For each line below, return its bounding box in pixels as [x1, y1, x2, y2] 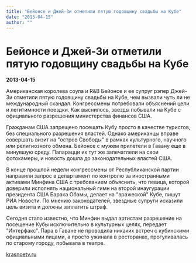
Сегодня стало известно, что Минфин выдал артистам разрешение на [6, 214, 183, 222]
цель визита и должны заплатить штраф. [6, 203, 108, 210]
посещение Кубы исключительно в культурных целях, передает [6, 221, 167, 228]
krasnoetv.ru [6, 251, 37, 258]
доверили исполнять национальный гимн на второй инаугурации [6, 185, 170, 192]
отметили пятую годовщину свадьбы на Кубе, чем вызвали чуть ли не [13, 94, 190, 101]
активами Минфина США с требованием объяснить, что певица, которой [6, 179, 190, 186]
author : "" [6, 19, 33, 25]
